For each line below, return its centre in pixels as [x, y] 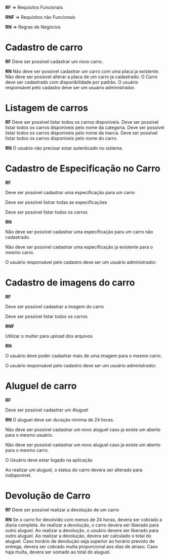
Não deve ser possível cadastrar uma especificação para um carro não [79, 232]
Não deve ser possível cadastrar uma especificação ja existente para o [79, 247]
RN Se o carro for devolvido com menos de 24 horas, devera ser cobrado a [84, 519]
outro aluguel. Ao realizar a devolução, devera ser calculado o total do [78, 536]
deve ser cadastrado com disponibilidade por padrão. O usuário [72, 82]
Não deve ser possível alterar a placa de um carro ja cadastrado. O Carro [81, 77]
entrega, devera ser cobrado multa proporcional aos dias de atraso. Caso [82, 546]
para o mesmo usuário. [29, 435]
